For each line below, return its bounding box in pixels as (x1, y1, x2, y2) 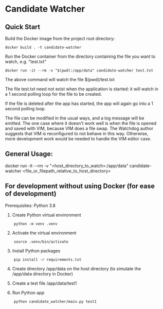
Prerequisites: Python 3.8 (5, 203, 56, 208)
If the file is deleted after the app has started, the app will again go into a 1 (5, 101, 153, 106)
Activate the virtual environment (12, 230, 76, 236)
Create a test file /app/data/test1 (12, 280, 77, 286)
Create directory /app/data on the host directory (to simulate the (12, 266, 141, 272)
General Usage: (5, 150, 54, 158)
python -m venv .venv (14, 221, 57, 226)
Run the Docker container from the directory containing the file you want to (5, 53, 156, 59)
